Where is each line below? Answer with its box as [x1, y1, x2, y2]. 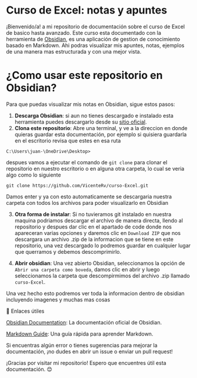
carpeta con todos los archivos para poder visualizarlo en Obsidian [6, 199, 169, 206]
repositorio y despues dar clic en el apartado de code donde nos [14, 223, 172, 230]
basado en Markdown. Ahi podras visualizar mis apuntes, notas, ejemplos [6, 42, 185, 49]
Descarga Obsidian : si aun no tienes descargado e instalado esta [14, 112, 173, 119]
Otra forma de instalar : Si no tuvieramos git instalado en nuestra [14, 210, 172, 218]
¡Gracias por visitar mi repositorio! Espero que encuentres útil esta [6, 359, 166, 366]
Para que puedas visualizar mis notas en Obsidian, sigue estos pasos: [6, 101, 175, 108]
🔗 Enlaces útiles [6, 307, 45, 314]
